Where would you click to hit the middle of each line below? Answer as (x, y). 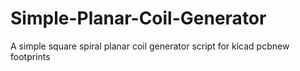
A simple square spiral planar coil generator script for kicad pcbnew (150, 46)
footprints (30, 56)
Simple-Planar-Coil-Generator (138, 18)
